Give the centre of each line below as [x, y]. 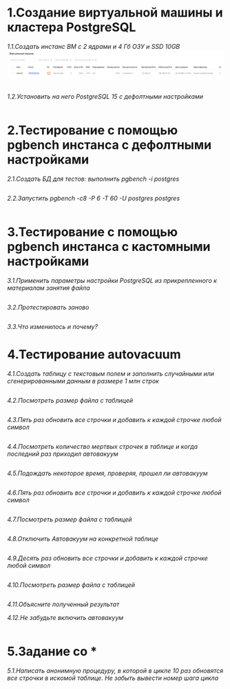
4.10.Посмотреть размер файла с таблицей [71, 585]
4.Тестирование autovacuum [94, 354]
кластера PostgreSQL [72, 27]
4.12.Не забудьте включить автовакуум [65, 617]
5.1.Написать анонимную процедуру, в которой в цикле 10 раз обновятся [115, 670]
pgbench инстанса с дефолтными [109, 145]
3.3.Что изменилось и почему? [53, 326]
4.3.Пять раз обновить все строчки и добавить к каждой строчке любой [114, 419]
